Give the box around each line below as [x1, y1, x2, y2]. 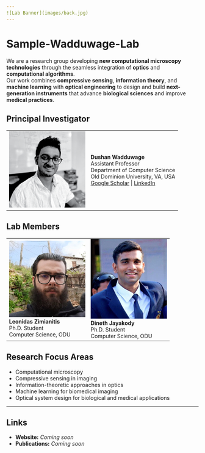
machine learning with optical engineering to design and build [6, 83, 165, 90]
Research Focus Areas [6, 352, 94, 363]
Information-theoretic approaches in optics [15, 381, 124, 388]
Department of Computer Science [90, 167, 176, 174]
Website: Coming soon [15, 433, 74, 441]
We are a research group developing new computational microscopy [6, 57, 181, 64]
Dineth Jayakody [90, 319, 135, 327]
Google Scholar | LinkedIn [90, 179, 156, 187]
